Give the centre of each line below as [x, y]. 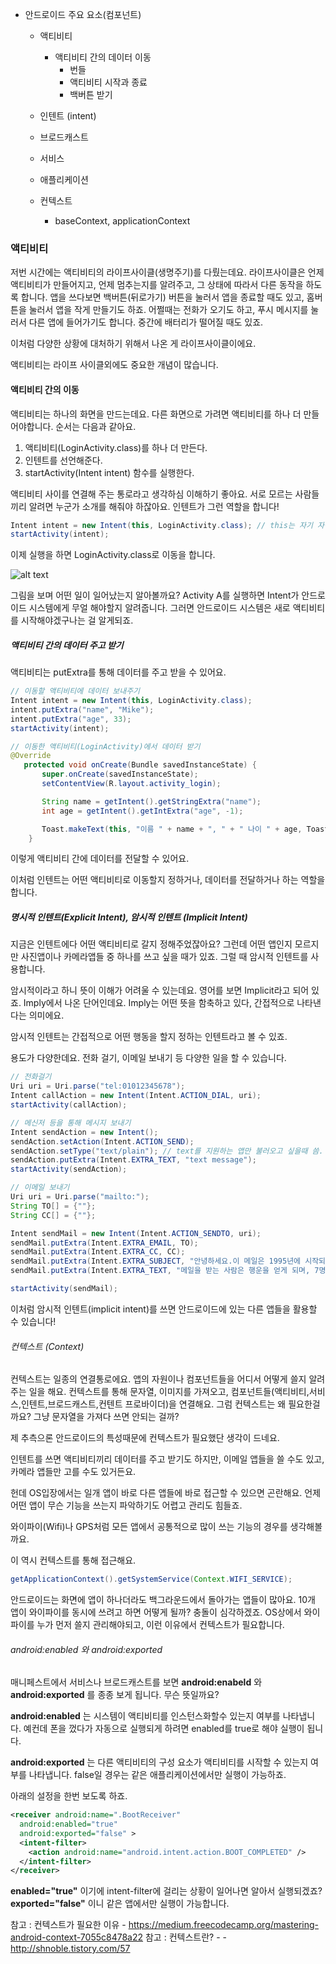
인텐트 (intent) [68, 116]
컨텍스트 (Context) [47, 1346]
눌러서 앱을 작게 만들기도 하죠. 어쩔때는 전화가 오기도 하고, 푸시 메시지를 [168, 310]
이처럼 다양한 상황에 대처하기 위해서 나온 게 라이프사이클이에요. [133, 344]
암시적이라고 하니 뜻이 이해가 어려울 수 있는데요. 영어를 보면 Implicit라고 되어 [160, 990]
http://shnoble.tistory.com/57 [70, 1949]
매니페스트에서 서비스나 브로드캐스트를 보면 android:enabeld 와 [136, 1682]
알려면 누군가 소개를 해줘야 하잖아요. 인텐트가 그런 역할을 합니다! [154, 506]
